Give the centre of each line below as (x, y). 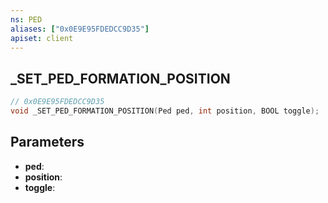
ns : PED (26, 19)
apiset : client (42, 38)
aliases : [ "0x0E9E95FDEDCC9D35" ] (80, 29)
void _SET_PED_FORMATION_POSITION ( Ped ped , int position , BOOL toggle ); (165, 111)
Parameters (47, 142)
